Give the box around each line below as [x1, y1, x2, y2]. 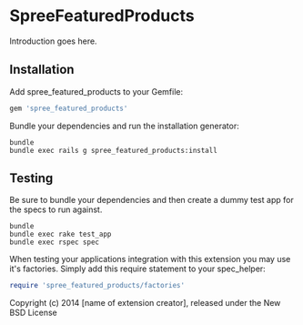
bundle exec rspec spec [9, 238, 100, 247]
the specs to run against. [9, 204, 103, 215]
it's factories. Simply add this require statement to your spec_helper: [9, 263, 266, 274]
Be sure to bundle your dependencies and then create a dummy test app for [9, 195, 294, 206]
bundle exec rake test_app [9, 229, 112, 239]
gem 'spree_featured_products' [9, 104, 128, 113]
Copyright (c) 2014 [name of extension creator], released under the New [9, 298, 281, 309]
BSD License [9, 307, 57, 319]
